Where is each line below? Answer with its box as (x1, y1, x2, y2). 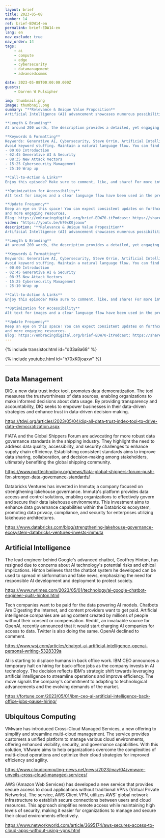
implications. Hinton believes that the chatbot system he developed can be (5, 567, 156, 573)
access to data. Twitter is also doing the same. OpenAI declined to (5, 628, 139, 634)
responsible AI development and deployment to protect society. (5, 578, 134, 583)
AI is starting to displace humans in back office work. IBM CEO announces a (5, 657, 159, 664)
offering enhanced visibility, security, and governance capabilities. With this (5, 741, 159, 747)
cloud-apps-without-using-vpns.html (5, 827, 81, 833)
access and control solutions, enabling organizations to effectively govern (5, 493, 155, 499)
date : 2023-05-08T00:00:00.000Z (5, 80, 71, 85)
